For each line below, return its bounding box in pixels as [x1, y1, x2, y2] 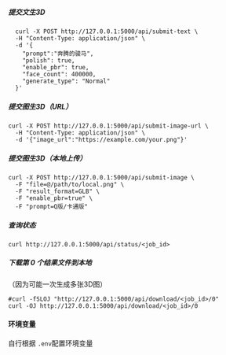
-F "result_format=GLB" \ [15, 187, 100, 195]
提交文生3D [8, 7, 46, 17]
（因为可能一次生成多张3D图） [8, 279, 108, 289]
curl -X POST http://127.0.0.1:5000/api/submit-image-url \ [8, 122, 210, 130]
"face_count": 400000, [22, 70, 97, 78]
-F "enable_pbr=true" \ [15, 194, 93, 202]
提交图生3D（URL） [8, 102, 73, 111]
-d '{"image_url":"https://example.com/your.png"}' [15, 135, 188, 143]
